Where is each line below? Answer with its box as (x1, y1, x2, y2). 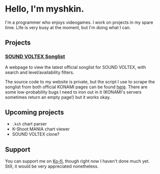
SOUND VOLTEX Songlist (5, 53, 65, 60)
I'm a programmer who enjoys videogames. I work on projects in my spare (5, 19, 154, 25)
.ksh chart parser (12, 121, 47, 127)
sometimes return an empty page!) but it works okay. (5, 94, 111, 100)
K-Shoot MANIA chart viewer (12, 126, 70, 132)
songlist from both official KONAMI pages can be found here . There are (5, 84, 148, 90)
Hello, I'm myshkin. (5, 3, 84, 15)
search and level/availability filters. (5, 69, 74, 75)
